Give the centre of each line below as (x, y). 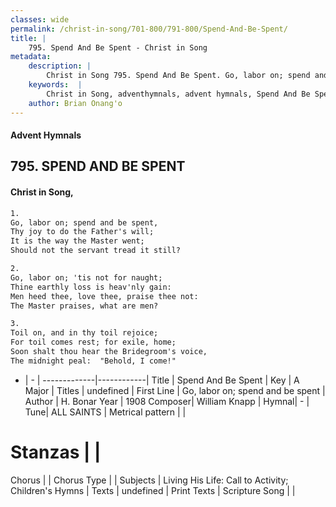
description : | (60, 66)
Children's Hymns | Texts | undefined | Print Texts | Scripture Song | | (153, 490)
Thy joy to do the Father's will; (82, 232)
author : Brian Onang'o (75, 103)
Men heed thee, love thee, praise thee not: (104, 296)
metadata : (31, 57)
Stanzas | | (56, 452)
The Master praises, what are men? (84, 306)
